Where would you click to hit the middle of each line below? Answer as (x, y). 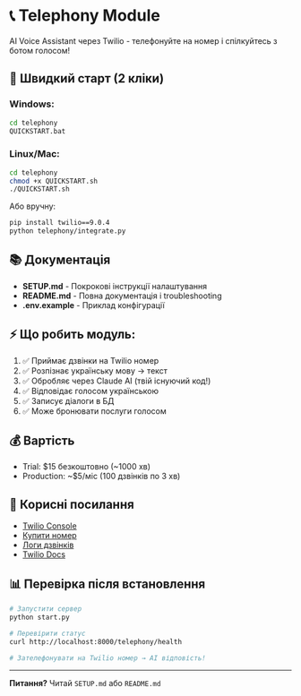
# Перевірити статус (48, 633)
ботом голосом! (40, 50)
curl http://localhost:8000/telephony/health (95, 641)
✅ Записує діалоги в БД (68, 400)
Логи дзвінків (48, 545)
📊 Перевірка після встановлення (107, 584)
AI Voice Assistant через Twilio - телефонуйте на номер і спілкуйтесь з (143, 40)
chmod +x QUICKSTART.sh (54, 181)
